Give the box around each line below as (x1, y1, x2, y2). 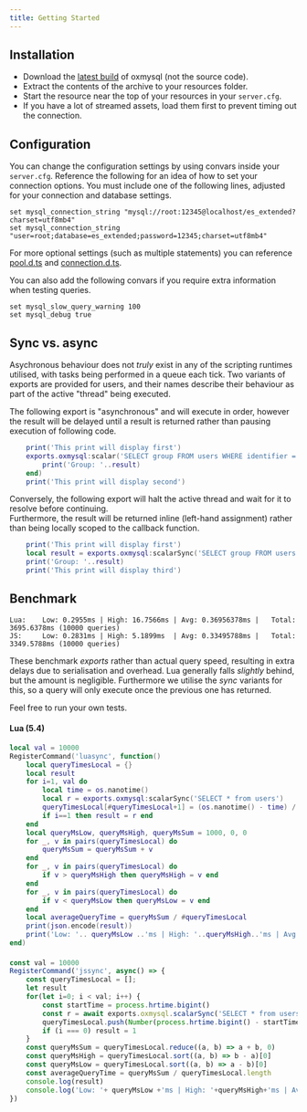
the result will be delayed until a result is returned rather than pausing (9, 416, 271, 427)
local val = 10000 (9, 743, 79, 752)
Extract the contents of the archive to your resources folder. (22, 81, 249, 92)
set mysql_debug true (9, 310, 92, 320)
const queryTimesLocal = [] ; (26, 975, 137, 984)
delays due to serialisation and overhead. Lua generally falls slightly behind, (9, 665, 295, 676)
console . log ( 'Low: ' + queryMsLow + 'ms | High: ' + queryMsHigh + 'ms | (26, 1086, 288, 1095)
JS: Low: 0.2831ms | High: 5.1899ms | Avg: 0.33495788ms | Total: (9, 631, 297, 640)
